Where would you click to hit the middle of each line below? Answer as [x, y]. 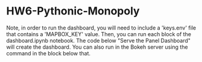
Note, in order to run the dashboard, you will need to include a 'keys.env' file [101, 28]
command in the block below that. [49, 53]
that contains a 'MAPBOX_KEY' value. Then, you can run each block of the [99, 34]
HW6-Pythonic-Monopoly [73, 11]
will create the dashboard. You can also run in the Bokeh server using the [97, 47]
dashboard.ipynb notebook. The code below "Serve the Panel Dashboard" [99, 40]
